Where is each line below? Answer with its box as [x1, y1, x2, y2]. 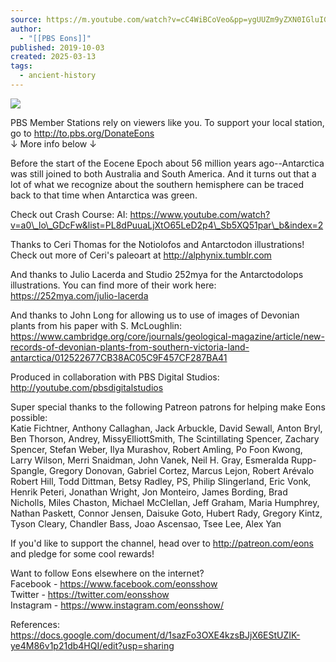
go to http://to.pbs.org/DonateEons [10, 127, 155, 139]
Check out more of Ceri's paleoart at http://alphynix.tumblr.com [10, 249, 272, 261]
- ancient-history [19, 71, 97, 81]
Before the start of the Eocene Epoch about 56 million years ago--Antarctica [10, 157, 325, 169]
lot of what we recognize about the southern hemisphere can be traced [10, 178, 305, 190]
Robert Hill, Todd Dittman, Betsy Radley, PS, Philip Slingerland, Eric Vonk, [10, 475, 312, 487]
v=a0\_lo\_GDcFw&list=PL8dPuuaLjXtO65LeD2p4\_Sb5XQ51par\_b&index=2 [10, 219, 324, 231]
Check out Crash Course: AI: [10, 208, 128, 220]
